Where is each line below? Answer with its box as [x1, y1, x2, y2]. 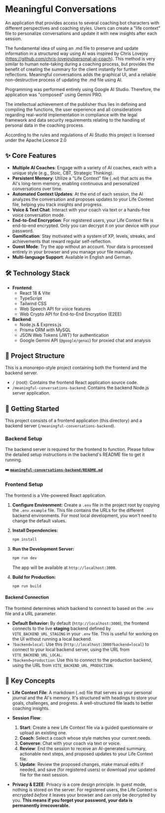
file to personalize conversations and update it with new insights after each [5, 30, 158, 36]
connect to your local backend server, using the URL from [12, 646, 130, 652]
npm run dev [12, 556, 37, 560]
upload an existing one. [19, 730, 67, 736]
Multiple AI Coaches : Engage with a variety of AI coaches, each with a [12, 164, 157, 170]
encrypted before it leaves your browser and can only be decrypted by [12, 792, 156, 798]
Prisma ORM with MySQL [19, 327, 71, 333]
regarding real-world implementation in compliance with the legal [5, 111, 137, 117]
